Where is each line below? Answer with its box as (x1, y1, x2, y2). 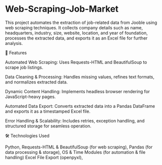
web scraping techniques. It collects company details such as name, (5, 24, 143, 30)
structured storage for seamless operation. (5, 123, 92, 129)
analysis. (5, 40, 23, 46)
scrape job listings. (5, 64, 43, 70)
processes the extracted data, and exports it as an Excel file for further (5, 35, 148, 41)
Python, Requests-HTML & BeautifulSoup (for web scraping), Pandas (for (5, 144, 153, 150)
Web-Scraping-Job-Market (5, 3, 119, 15)
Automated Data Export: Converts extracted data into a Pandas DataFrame (5, 103, 155, 109)
